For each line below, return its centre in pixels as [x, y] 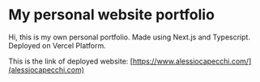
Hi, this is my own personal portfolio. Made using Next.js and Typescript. [130, 37]
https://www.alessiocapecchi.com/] [192, 61]
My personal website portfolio [111, 15]
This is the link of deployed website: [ [71, 61]
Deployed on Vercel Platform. [58, 45]
